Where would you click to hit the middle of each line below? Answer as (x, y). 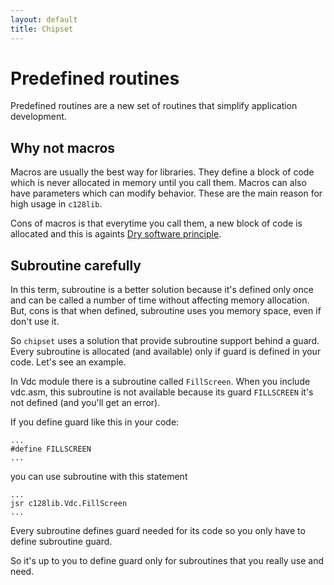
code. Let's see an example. (68, 362)
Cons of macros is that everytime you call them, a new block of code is (156, 223)
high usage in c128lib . (56, 204)
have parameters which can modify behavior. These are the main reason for (166, 193)
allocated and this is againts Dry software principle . (116, 234)
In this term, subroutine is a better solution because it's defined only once (162, 290)
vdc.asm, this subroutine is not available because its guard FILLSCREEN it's (162, 392)
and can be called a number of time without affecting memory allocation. (160, 300)
